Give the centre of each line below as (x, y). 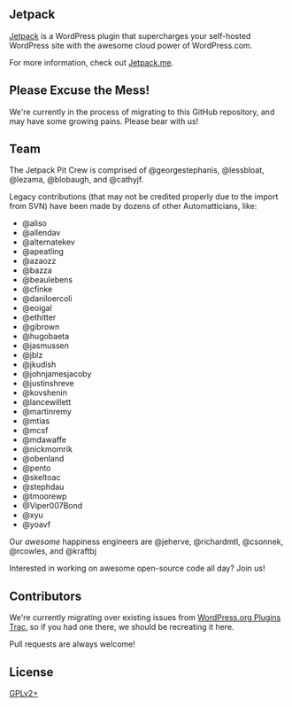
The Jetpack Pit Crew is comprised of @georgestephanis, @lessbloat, (137, 170)
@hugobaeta (46, 337)
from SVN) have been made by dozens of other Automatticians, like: (133, 206)
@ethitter (39, 317)
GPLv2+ (24, 694)
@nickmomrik (47, 449)
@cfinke (37, 289)
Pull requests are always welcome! (72, 644)
